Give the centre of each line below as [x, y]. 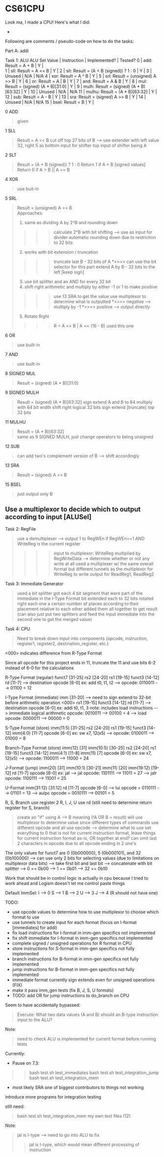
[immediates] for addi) [35, 927]
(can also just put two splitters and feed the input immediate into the [86, 614]
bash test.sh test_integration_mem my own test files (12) [74, 1116]
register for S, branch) [27, 807]
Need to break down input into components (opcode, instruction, [82, 638]
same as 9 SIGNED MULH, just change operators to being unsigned [85, 437]
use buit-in [28, 189]
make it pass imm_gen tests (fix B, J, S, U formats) [63, 990]
